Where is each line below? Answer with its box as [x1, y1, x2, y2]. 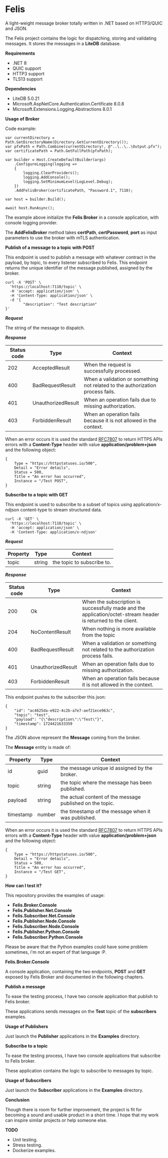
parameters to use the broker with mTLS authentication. [5, 234, 120, 240]
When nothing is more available [82, 625, 156, 632]
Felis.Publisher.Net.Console [12, 907, 72, 913]
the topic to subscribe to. [52, 559, 111, 566]
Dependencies [5, 85, 36, 91]
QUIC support [12, 65, 41, 71]
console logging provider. [5, 219, 58, 225]
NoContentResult [30, 628, 71, 635]
